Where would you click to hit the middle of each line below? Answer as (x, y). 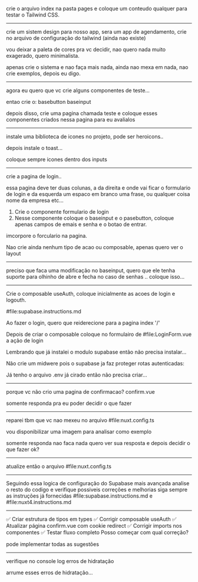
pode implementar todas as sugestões (52, 544)
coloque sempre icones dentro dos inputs (57, 159)
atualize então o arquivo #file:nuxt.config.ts (59, 466)
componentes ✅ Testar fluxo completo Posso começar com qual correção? (97, 532)
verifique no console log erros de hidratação (60, 561)
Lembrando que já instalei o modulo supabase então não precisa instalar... (96, 352)
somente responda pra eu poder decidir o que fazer (69, 403)
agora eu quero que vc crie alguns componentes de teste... (78, 90)
